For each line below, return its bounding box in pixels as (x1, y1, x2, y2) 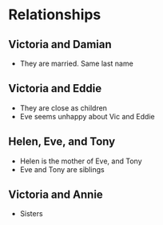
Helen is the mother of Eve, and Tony (19, 156, 142, 166)
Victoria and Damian (8, 38, 112, 51)
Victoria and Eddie (8, 82, 102, 95)
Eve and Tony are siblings (19, 164, 105, 174)
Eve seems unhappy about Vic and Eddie (19, 111, 155, 121)
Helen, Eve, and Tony (8, 135, 116, 149)
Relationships (8, 6, 101, 24)
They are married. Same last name (19, 58, 133, 68)
